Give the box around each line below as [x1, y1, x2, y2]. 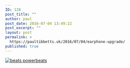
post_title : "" [5, 12, 37, 17]
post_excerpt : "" [5, 26, 41, 31]
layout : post [5, 30, 32, 35]
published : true [5, 44, 39, 49]
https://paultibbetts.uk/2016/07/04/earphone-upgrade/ [9, 39, 126, 44]
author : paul [5, 16, 32, 21]
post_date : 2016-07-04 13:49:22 [5, 21, 72, 26]
